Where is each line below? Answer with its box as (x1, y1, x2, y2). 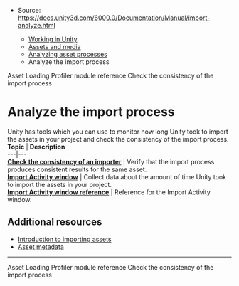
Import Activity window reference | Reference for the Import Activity (7, 188, 211, 196)
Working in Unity (28, 35, 78, 43)
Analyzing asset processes (28, 50, 108, 58)
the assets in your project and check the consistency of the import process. (7, 134, 229, 143)
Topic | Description (7, 142, 65, 151)
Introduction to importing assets (17, 235, 112, 243)
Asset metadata (17, 242, 64, 251)
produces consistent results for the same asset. (7, 165, 147, 174)
